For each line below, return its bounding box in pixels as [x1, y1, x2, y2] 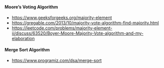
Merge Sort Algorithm [4, 46, 50, 52]
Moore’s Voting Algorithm [4, 4, 58, 10]
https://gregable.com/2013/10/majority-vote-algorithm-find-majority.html [11, 20, 159, 26]
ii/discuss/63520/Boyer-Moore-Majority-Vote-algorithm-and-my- [11, 30, 144, 36]
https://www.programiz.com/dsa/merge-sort [11, 58, 102, 64]
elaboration [11, 36, 35, 42]
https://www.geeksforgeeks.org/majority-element [11, 15, 112, 21]
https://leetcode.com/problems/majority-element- [11, 25, 113, 31]
